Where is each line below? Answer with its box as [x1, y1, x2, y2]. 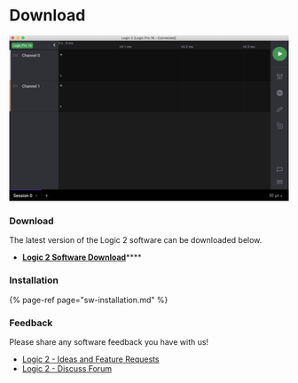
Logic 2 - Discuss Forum [21, 363, 113, 374]
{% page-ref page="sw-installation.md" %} [9, 294, 169, 305]
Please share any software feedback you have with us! [9, 337, 209, 348]
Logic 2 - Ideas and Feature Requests [21, 354, 160, 364]
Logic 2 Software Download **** [21, 252, 142, 262]
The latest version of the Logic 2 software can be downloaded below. [9, 235, 263, 246]
